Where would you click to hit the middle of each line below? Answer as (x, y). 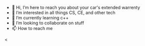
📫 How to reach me (32, 28)
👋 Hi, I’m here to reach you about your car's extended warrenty (76, 8)
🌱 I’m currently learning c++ (40, 18)
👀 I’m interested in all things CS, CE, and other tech (63, 13)
